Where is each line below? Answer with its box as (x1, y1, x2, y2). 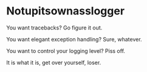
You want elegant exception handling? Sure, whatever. (6, 35, 142, 43)
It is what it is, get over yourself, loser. (6, 59, 101, 66)
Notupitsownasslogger (6, 4, 125, 18)
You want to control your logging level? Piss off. (6, 47, 126, 55)
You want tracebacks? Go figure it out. (6, 24, 103, 31)
